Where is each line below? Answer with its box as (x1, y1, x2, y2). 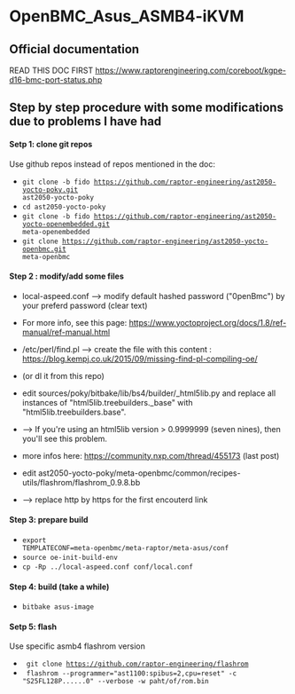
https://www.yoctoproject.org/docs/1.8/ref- (128, 317, 287, 327)
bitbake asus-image (21, 603, 95, 611)
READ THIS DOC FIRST (9, 65, 94, 75)
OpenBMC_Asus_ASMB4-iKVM (9, 6, 245, 27)
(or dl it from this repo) (21, 370, 105, 381)
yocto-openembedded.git (21, 219, 111, 228)
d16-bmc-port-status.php (9, 75, 103, 85)
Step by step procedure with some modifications (9, 100, 283, 115)
